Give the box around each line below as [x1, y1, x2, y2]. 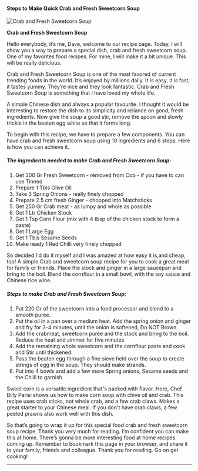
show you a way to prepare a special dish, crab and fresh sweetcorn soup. [6, 47, 187, 54]
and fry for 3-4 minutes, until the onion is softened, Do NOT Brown [15, 324, 177, 331]
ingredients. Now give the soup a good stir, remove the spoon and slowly [6, 113, 183, 121]
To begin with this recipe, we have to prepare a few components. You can [6, 131, 185, 138]
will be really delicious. [6, 59, 62, 66]
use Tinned [15, 178, 43, 185]
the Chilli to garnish [15, 374, 62, 381]
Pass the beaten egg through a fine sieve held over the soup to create [15, 355, 184, 362]
